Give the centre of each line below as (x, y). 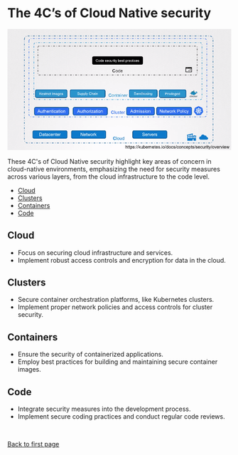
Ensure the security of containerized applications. (90, 355)
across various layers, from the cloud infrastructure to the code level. (108, 177)
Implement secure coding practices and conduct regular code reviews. (121, 416)
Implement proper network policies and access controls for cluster (115, 307)
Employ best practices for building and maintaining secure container (118, 362)
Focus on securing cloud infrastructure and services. (95, 252)
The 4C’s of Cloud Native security (109, 13)
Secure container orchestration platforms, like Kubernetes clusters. (116, 300)
